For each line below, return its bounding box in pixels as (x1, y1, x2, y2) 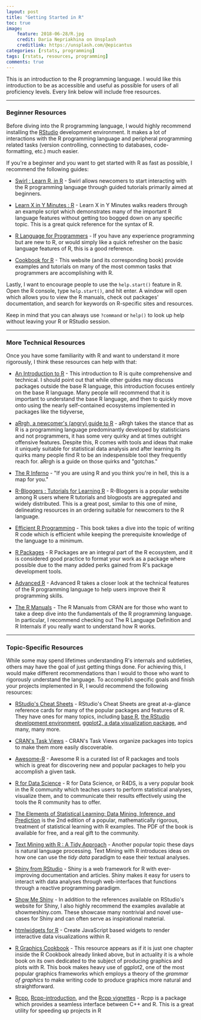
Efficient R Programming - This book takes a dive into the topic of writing (14, 524, 194, 532)
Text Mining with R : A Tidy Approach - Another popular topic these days (14, 841, 194, 848)
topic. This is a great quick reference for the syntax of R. (14, 220, 154, 227)
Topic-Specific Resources (6, 643, 84, 652)
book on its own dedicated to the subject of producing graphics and (14, 957, 182, 964)
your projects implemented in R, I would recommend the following (6, 682, 169, 690)
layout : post (6, 8, 39, 15)
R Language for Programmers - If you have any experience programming (14, 232, 194, 239)
